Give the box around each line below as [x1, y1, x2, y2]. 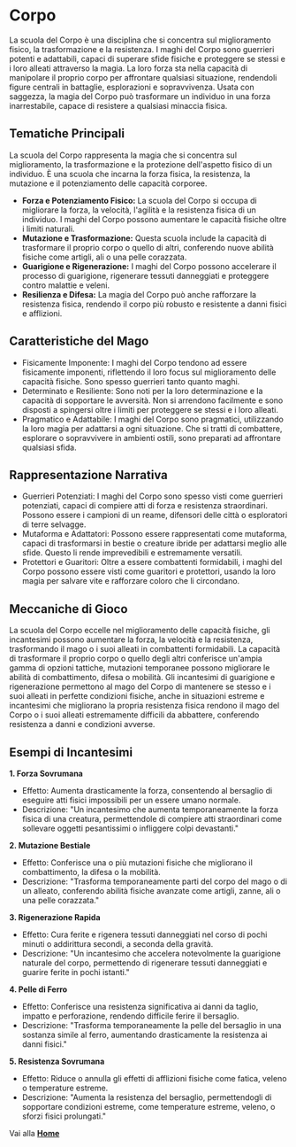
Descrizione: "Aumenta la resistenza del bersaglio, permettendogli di [21, 1092, 272, 1103]
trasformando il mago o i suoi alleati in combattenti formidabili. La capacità [9, 644, 281, 655]
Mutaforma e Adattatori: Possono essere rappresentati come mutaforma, [21, 529, 287, 539]
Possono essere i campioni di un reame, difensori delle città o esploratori [21, 510, 288, 521]
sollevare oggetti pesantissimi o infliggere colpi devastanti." [21, 823, 239, 833]
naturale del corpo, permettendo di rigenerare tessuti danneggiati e [21, 957, 268, 968]
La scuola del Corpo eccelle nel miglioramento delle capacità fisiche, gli [9, 625, 271, 636]
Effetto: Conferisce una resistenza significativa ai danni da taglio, [21, 1002, 259, 1011]
